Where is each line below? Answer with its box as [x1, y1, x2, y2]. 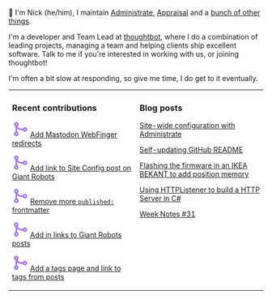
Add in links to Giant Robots [29, 230, 122, 240]
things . [8, 16, 32, 26]
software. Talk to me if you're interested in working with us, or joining [8, 49, 240, 58]
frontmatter [11, 205, 50, 215]
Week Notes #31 [139, 209, 196, 219]
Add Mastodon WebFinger [29, 130, 117, 139]
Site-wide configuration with [139, 121, 236, 130]
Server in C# [139, 194, 181, 203]
